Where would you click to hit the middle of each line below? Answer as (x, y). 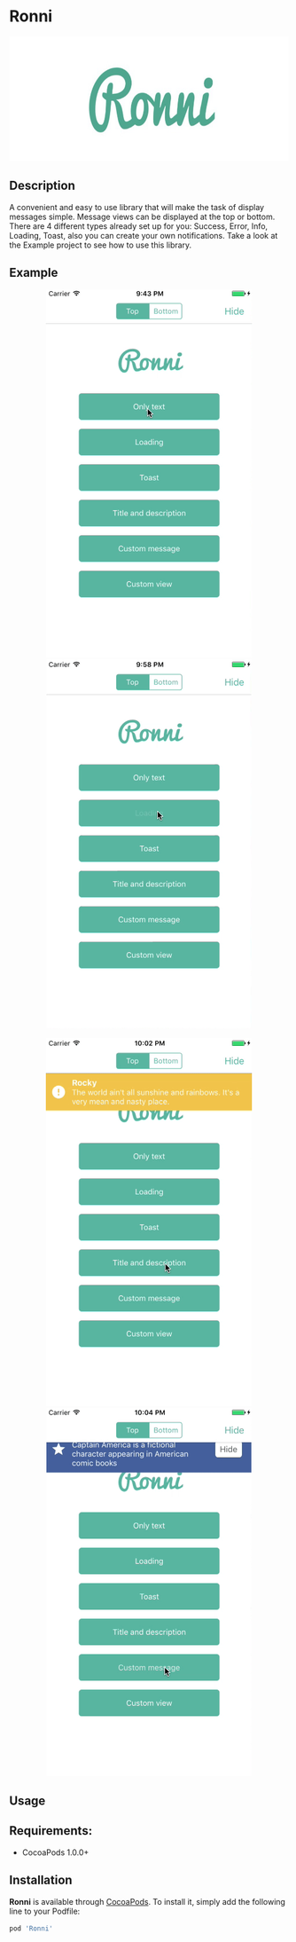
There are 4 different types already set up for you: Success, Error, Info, (139, 226)
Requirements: (51, 1831)
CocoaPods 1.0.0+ (55, 1852)
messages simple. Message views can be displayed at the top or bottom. (142, 216)
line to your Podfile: (45, 1911)
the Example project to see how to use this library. (101, 245)
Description (42, 186)
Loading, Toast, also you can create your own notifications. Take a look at (144, 235)
